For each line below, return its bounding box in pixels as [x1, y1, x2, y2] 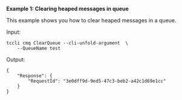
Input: [6, 28, 21, 36]
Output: [6, 56, 25, 63]
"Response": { [17, 73, 53, 79]
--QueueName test [17, 45, 61, 51]
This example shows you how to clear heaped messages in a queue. [6, 17, 177, 23]
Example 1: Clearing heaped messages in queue [6, 5, 129, 12]
